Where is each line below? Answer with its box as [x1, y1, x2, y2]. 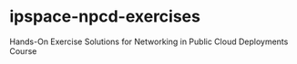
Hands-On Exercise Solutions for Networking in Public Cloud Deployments [9, 36, 289, 47]
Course [9, 45, 37, 56]
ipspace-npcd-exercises [9, 6, 200, 27]
